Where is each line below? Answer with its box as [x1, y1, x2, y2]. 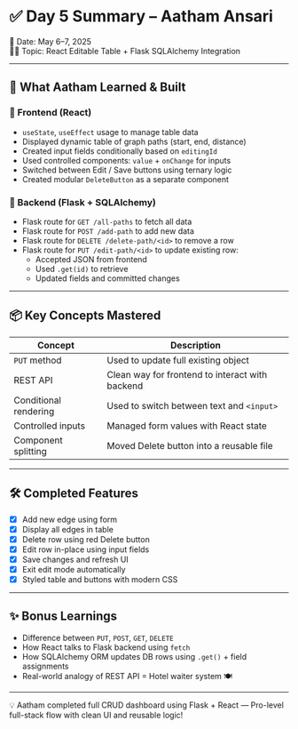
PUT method [13, 354, 62, 366]
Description [169, 339, 222, 351]
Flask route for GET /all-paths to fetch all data [21, 216, 192, 227]
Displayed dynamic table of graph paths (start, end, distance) [21, 136, 247, 147]
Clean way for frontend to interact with [106, 368, 268, 381]
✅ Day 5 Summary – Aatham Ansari [9, 6, 273, 27]
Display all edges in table [21, 524, 114, 534]
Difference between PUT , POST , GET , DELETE [21, 632, 175, 643]
